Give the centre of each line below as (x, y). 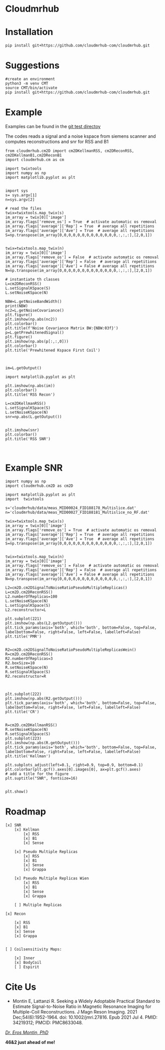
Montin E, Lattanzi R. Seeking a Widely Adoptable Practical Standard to (86, 1001)
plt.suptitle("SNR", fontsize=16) (42, 778)
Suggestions (32, 66)
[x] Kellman (27, 829)
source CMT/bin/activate (31, 88)
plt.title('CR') (22, 712)
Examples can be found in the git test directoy (53, 126)
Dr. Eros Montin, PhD (27, 1032)
